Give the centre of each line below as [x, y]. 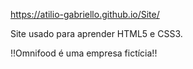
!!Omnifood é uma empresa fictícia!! [84, 53]
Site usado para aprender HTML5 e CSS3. [96, 33]
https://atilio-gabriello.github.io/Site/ [85, 14]
